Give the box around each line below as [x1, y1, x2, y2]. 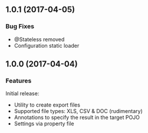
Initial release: [5, 90, 40, 97]
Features [5, 77, 32, 85]
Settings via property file [14, 120, 74, 127]
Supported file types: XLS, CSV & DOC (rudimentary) [14, 108, 143, 115]
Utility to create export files [14, 101, 81, 108]
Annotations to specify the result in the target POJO [14, 114, 140, 121]
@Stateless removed [14, 35, 65, 43]
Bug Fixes [5, 22, 35, 31]
